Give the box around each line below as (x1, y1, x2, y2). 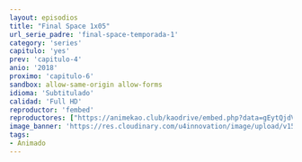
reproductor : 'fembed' (9, 105, 94, 114)
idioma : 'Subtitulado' (9, 88, 94, 97)
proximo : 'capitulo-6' (9, 72, 94, 81)
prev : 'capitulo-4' (9, 55, 83, 64)
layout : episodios (9, 13, 78, 22)
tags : (9, 130, 30, 139)
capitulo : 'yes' (9, 47, 70, 56)
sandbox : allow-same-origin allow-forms (9, 80, 164, 89)
